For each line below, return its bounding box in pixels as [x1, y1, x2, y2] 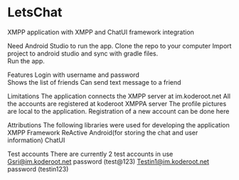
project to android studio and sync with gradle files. [7, 49, 159, 58]
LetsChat [7, 4, 63, 21]
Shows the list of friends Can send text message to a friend [7, 78, 181, 86]
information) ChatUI [7, 136, 65, 144]
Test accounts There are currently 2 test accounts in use [7, 149, 174, 158]
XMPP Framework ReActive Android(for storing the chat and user [7, 128, 198, 137]
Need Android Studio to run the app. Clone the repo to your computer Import [7, 41, 232, 50]
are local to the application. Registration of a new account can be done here [7, 107, 230, 115]
